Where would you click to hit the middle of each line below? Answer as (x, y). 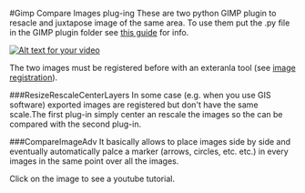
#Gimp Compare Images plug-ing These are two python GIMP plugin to (143, 13)
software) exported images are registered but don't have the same (134, 105)
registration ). (34, 77)
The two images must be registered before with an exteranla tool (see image (152, 68)
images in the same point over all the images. (94, 161)
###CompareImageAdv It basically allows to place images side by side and (150, 142)
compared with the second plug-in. (76, 124)
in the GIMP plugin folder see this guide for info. (99, 32)
